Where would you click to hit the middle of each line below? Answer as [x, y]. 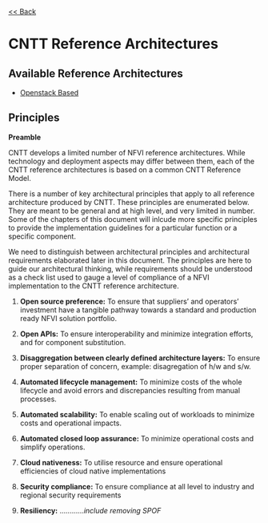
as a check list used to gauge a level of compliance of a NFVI [109, 277]
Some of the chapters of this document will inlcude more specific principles [133, 219]
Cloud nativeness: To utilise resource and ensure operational [121, 462]
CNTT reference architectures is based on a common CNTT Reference [125, 169]
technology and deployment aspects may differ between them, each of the [131, 161]
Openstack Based [49, 93]
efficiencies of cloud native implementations [93, 471]
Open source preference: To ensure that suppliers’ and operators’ [129, 301]
